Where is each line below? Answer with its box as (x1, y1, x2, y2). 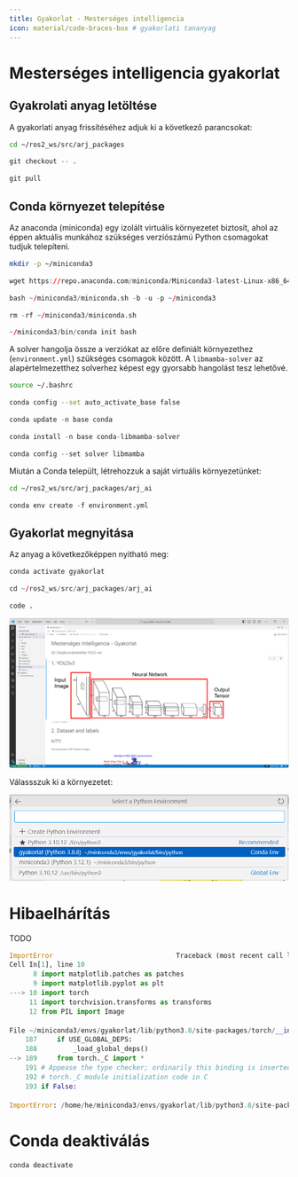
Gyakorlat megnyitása (9, 525, 135, 540)
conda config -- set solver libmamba (9, 449, 145, 459)
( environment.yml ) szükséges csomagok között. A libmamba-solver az (9, 353, 263, 364)
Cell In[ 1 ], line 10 (9, 961, 86, 969)
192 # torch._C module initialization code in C (25, 1072, 208, 1081)
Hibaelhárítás (9, 903, 111, 923)
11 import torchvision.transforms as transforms (28, 998, 213, 1007)
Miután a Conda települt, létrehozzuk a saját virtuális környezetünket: (9, 466, 262, 476)
